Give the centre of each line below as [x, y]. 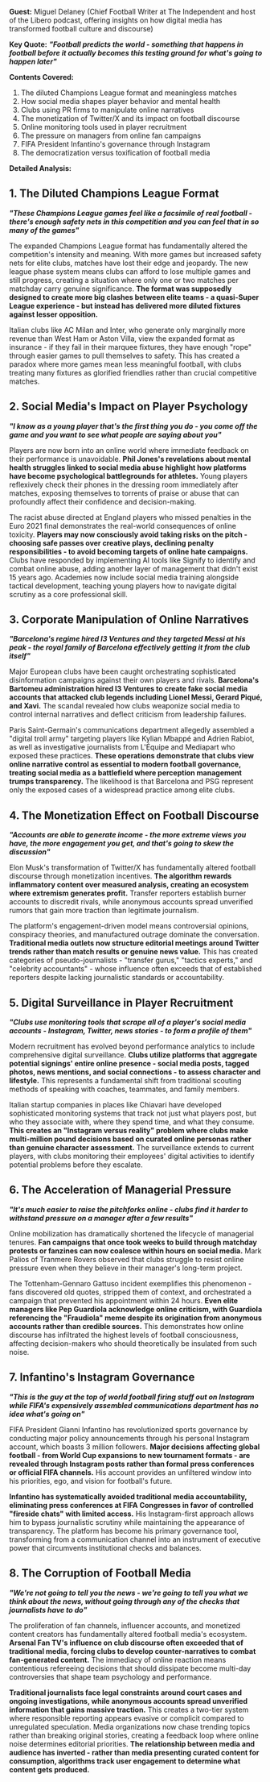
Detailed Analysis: [40, 168]
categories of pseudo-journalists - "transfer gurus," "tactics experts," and [131, 960]
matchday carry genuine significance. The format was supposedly [121, 289]
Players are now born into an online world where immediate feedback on [129, 450]
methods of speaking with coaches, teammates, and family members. [125, 1089]
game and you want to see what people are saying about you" [115, 434]
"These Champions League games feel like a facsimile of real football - [131, 213]
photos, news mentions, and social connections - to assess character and [135, 1072]
